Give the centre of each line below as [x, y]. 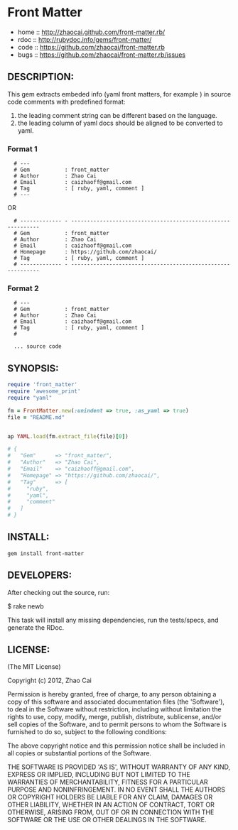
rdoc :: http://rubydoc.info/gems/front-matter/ [85, 39]
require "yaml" [30, 398]
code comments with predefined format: [66, 102]
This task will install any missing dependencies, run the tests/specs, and [113, 620]
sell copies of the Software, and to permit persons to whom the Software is [117, 724]
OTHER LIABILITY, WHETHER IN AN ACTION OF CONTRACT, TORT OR [111, 805]
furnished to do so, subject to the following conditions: [87, 732]
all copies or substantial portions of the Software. [79, 753]
